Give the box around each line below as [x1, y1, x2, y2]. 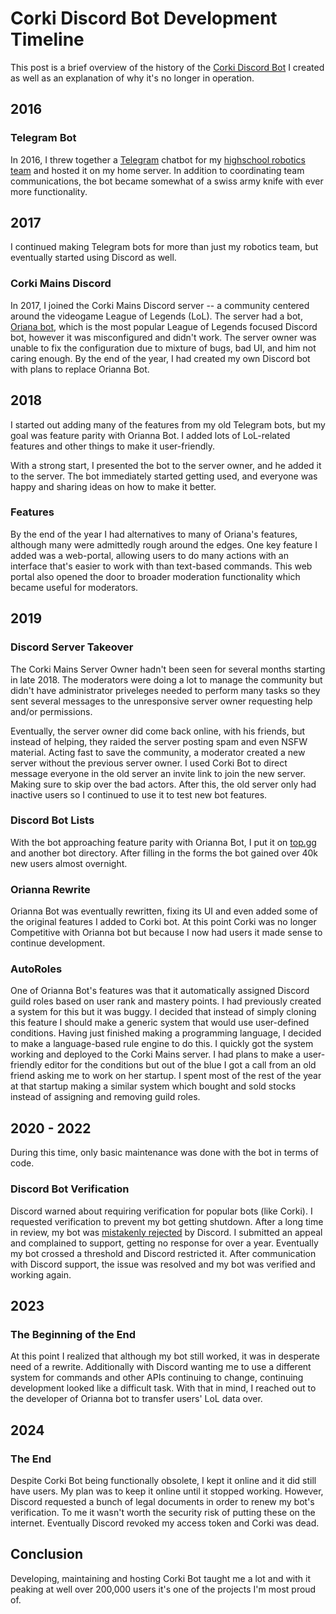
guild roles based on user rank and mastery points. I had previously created [10, 995, 322, 1007]
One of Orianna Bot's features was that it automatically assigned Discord [10, 985, 310, 997]
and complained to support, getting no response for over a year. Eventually [10, 1237, 319, 1249]
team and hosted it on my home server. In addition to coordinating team [10, 164, 305, 176]
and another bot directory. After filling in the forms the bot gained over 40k [10, 847, 318, 859]
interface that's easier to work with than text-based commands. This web [10, 560, 313, 572]
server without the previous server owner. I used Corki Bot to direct [10, 757, 288, 769]
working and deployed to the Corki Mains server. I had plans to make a [10, 1048, 302, 1061]
